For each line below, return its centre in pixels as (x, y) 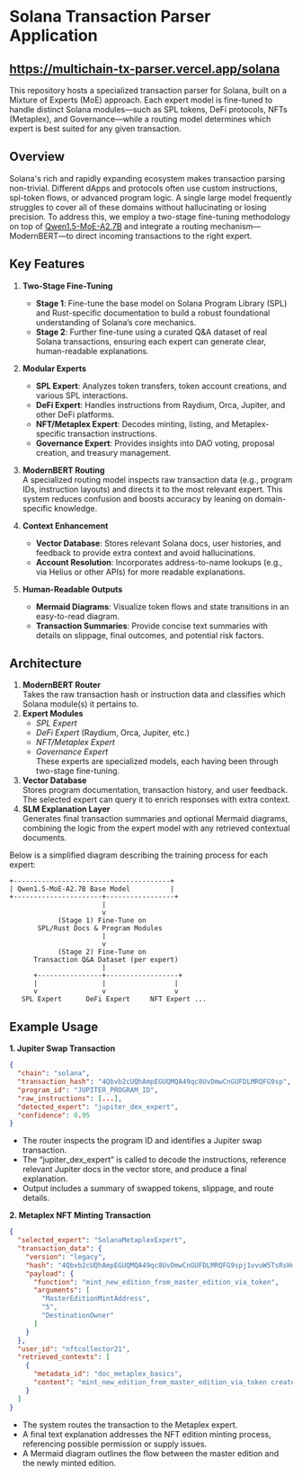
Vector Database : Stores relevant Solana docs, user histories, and (158, 543)
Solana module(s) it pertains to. (80, 704)
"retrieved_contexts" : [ (64, 1357)
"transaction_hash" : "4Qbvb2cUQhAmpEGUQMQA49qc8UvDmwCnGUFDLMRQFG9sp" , (155, 1081)
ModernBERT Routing (63, 470)
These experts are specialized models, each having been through (157, 761)
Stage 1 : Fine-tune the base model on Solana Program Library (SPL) (161, 303)
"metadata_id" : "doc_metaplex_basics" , (107, 1374)
